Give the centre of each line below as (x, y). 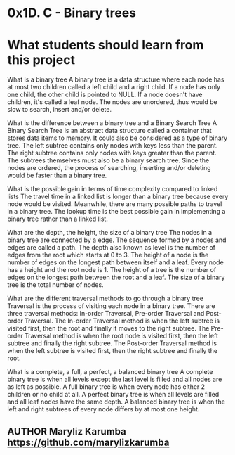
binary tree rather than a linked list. (58, 219)
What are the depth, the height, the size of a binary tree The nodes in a (110, 233)
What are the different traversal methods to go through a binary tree (105, 299)
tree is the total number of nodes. (55, 285)
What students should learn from (106, 45)
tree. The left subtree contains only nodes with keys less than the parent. (113, 146)
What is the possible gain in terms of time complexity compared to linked (113, 189)
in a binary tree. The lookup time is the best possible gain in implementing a (116, 212)
